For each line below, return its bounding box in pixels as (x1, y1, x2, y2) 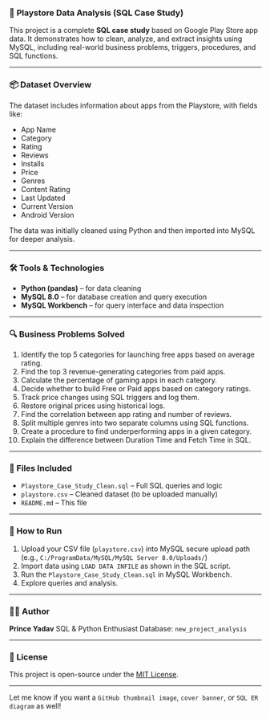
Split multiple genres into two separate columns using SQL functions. (20, 418, 249, 428)
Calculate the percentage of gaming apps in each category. (20, 375, 217, 385)
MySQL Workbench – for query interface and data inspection (20, 300, 224, 310)
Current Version (20, 201, 74, 211)
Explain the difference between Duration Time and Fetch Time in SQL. (20, 435, 252, 445)
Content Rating (20, 184, 71, 194)
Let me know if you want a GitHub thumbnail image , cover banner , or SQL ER (9, 692, 259, 702)
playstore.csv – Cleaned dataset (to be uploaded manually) (20, 489, 219, 499)
